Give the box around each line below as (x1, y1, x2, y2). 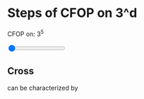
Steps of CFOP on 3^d (7, 5, 138, 21)
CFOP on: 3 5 (7, 28, 44, 38)
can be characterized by (7, 83, 78, 93)
